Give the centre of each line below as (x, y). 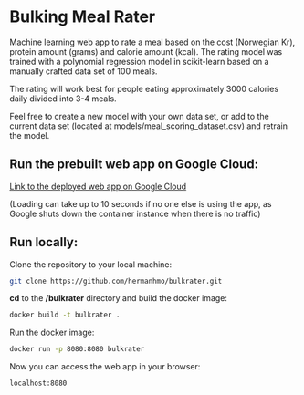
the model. (30, 135)
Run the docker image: (52, 333)
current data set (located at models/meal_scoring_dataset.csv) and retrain (148, 126)
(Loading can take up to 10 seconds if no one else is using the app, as (141, 203)
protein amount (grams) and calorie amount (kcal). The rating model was (146, 51)
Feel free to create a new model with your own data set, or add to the (139, 116)
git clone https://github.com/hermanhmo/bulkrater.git (116, 281)
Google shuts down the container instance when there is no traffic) (135, 213)
